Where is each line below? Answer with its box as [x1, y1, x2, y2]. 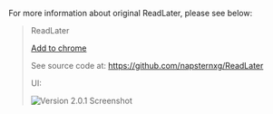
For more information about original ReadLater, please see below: [8, 8, 253, 18]
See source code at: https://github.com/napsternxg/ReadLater [30, 61, 264, 71]
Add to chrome [30, 43, 87, 53]
